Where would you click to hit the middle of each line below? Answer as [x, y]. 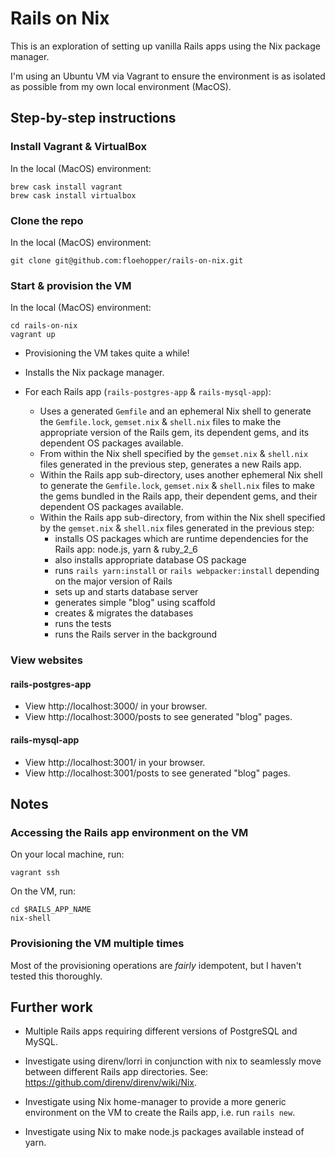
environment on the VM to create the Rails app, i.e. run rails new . [160, 1113]
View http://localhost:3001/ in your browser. [115, 762]
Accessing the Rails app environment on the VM [129, 832]
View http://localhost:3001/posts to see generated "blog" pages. [157, 773]
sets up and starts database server [126, 592]
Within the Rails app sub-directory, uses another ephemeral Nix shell [181, 475]
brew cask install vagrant [66, 187]
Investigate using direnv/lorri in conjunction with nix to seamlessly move [173, 1061]
